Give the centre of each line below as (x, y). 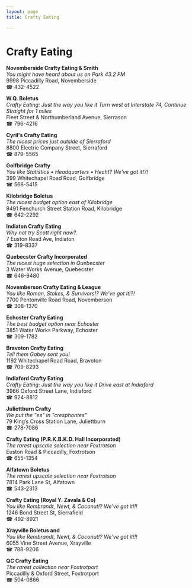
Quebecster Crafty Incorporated (47, 257)
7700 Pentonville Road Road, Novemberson (59, 300)
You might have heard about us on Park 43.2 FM (66, 74)
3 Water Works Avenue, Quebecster (50, 269)
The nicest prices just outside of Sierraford (58, 142)
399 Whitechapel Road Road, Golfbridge (55, 178)
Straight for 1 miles (29, 111)
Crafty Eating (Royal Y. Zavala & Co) (51, 500)
